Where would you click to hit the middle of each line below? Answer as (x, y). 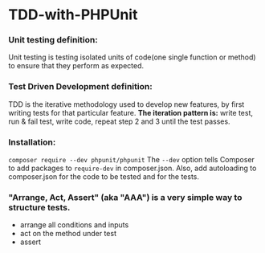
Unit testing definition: (53, 40)
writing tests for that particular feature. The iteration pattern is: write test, (131, 112)
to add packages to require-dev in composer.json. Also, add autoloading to (132, 168)
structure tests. (39, 208)
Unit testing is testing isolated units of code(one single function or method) (132, 57)
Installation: (32, 142)
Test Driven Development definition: (80, 87)
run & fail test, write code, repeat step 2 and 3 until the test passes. (119, 121)
